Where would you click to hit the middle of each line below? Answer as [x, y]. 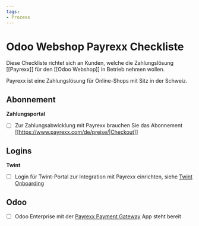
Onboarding [29, 183]
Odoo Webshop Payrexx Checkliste [95, 47]
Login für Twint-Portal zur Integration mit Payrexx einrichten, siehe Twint [104, 177]
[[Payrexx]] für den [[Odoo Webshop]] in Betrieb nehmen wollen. [86, 70]
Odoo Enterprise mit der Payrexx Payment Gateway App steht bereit [98, 216]
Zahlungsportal [26, 114]
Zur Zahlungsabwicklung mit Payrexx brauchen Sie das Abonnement [99, 125]
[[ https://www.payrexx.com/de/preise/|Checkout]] [76, 132]
